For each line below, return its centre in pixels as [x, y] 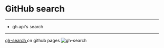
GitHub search [35, 9]
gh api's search [28, 26]
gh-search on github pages [32, 40]
